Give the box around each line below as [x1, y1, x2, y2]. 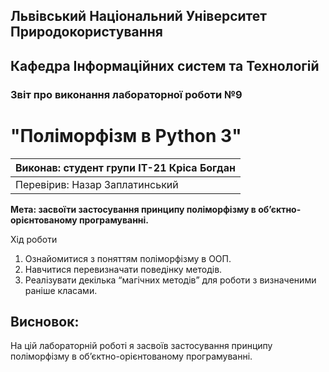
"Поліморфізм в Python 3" [10, 124, 242, 147]
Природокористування [10, 24, 163, 41]
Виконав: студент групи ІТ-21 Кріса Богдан [15, 160, 236, 174]
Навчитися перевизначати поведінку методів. [24, 263, 223, 275]
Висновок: [10, 314, 80, 331]
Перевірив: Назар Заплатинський [15, 177, 179, 191]
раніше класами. [24, 284, 98, 296]
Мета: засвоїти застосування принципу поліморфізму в [10, 203, 257, 215]
